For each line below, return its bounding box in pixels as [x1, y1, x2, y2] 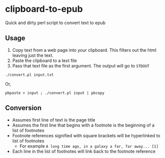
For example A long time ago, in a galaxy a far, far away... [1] [19, 143, 159, 149]
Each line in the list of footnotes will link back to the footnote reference [12, 148, 156, 154]
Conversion [5, 104, 42, 112]
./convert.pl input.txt [5, 72, 54, 77]
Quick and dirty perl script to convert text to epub [5, 20, 106, 26]
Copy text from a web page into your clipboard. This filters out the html [12, 47, 157, 53]
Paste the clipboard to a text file [12, 58, 77, 63]
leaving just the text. [12, 52, 54, 58]
